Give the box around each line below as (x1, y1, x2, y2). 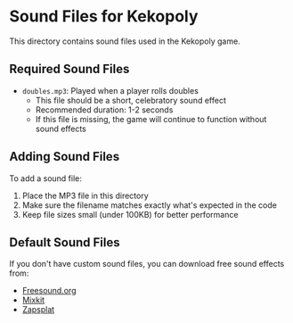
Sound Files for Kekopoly (9, 6, 199, 27)
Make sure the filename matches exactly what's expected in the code (21, 199, 278, 211)
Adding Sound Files (9, 149, 120, 164)
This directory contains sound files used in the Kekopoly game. (9, 36, 240, 46)
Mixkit (21, 294, 45, 305)
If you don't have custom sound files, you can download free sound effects (9, 259, 285, 269)
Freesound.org (21, 286, 77, 296)
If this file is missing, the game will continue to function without (35, 113, 267, 124)
